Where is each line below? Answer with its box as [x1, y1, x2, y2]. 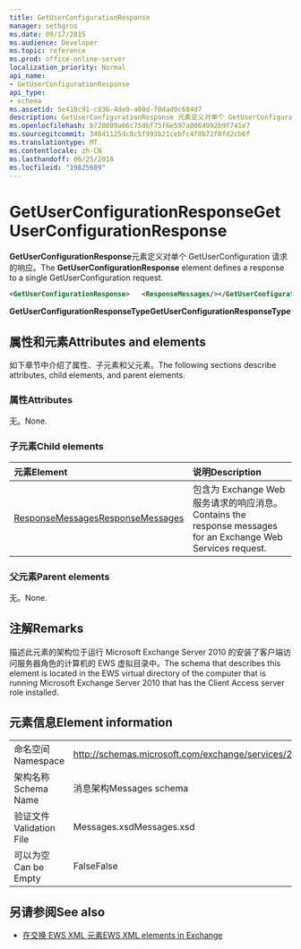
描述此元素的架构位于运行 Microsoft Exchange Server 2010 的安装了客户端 [9, 646, 284, 657]
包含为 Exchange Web [192, 483, 286, 495]
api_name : [9, 72, 47, 81]
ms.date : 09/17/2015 [9, 30, 87, 38]
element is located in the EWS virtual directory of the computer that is [9, 668, 267, 679]
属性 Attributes [9, 393, 73, 406]
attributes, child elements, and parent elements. [9, 370, 185, 380]
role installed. [9, 687, 60, 697]
